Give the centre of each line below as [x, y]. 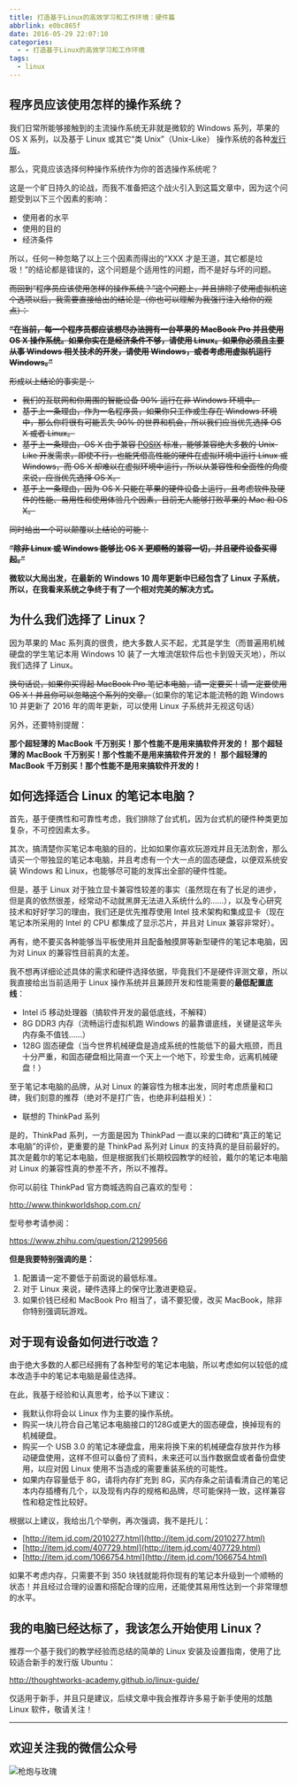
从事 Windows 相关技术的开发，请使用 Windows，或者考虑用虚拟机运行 [140, 351]
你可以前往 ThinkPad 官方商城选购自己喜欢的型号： [102, 1188]
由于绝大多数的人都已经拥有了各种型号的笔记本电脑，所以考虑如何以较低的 [145, 1365]
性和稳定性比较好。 [57, 1502]
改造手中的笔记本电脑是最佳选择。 [79, 1376]
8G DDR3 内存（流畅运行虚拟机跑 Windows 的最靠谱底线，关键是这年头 [152, 1024]
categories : [31, 42]
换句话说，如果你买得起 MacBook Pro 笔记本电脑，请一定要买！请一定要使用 [148, 683]
